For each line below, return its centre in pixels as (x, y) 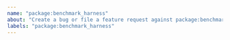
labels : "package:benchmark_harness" (61, 26)
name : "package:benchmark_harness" (58, 13)
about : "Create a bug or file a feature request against (90, 20)
